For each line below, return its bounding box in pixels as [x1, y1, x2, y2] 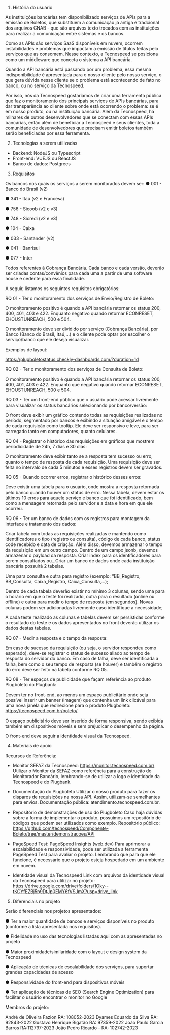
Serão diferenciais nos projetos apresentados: [5, 908, 102, 914]
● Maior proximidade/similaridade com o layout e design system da [5, 948, 147, 955]
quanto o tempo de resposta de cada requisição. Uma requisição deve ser [5, 459, 160, 465]
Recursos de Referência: [5, 753, 57, 759]
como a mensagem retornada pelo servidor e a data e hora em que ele [5, 500, 153, 506]
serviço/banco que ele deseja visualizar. [5, 337, 90, 342]
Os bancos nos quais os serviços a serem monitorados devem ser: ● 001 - [5, 181, 162, 186]
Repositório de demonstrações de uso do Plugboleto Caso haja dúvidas [12, 809, 162, 815]
